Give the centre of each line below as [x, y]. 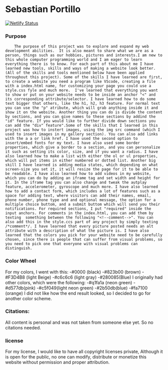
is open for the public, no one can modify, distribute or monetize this [76, 357]
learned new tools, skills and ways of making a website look [71, 69]
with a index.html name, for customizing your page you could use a [78, 86]
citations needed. [23, 327]
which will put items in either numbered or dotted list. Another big [80, 161]
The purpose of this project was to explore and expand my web [82, 47]
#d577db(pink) [21, 288]
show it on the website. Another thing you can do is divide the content [84, 112]
